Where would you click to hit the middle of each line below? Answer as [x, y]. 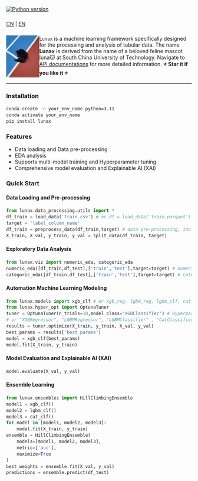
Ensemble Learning [30, 385]
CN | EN [16, 24]
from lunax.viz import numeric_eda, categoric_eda [70, 262]
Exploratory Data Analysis [39, 249]
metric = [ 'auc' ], [37, 448]
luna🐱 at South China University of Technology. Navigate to [112, 57]
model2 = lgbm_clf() [32, 410]
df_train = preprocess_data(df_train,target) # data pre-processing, [93, 229]
